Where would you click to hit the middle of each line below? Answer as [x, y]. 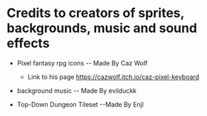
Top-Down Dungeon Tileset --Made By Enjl [80, 104]
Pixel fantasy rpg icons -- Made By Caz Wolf [82, 63]
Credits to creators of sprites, [95, 13]
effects [28, 43]
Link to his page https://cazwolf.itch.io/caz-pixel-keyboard [113, 77]
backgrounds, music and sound [102, 28]
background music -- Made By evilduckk [76, 90]
